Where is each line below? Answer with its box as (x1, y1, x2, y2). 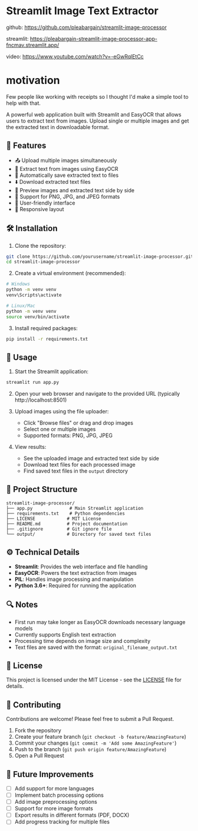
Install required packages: (14, 324, 78, 332)
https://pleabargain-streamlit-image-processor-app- (29, 35, 158, 42)
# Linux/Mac (6, 303, 35, 309)
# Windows (6, 281, 31, 287)
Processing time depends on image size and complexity (14, 637, 151, 644)
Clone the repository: (14, 242, 67, 249)
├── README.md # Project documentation (6, 520, 128, 527)
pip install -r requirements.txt (6, 336, 88, 342)
